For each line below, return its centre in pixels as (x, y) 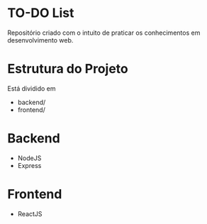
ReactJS (30, 213)
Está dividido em (32, 88)
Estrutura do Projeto (68, 69)
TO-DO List (41, 13)
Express (29, 165)
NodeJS (29, 158)
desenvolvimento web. (40, 40)
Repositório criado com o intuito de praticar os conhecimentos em (104, 33)
